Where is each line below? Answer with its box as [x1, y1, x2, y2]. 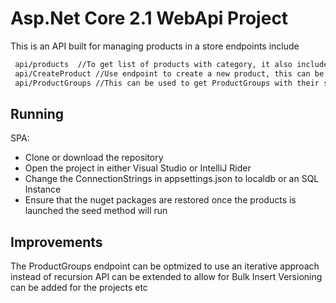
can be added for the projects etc [10, 282, 148, 294]
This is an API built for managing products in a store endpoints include [10, 40, 300, 52]
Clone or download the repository [24, 152, 164, 164]
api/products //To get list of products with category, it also [14, 59, 293, 69]
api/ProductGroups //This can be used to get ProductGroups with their [14, 78, 320, 88]
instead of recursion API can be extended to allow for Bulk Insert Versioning [10, 271, 323, 283]
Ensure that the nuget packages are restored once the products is [24, 194, 297, 206]
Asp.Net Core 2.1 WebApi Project [10, 7, 289, 30]
